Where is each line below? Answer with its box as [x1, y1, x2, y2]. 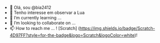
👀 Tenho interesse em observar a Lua [9, 10, 85, 15]
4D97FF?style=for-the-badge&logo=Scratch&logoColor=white [9, 32, 135, 38]
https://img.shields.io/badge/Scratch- [79, 26, 155, 31]
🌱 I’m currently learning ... [9, 15, 62, 20]
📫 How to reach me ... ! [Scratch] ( [9, 26, 80, 31]
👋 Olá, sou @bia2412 [9, 5, 52, 10]
